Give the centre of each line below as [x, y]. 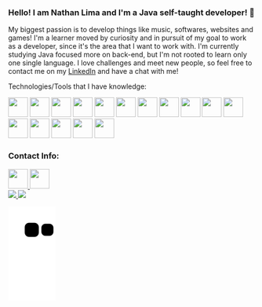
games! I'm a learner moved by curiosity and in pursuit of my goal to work [127, 38]
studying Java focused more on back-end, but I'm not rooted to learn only [127, 55]
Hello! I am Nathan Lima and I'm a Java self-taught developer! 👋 [131, 13]
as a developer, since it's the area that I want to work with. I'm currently [124, 46]
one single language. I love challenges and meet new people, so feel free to [130, 63]
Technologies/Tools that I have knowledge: [77, 86]
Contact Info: [34, 156]
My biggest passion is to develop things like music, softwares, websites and [131, 30]
